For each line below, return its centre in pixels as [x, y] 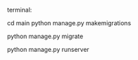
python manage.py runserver [48, 49]
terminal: [20, 10]
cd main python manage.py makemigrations [69, 23]
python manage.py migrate [45, 36]
